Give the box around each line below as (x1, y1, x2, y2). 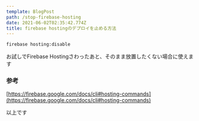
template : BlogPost (6, 8, 55, 15)
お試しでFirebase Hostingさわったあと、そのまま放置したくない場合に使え (6, 53, 189, 60)
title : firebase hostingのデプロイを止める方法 (6, 25, 117, 31)
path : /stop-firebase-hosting (6, 14, 82, 20)
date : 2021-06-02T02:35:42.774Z (6, 20, 86, 26)
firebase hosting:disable (6, 42, 70, 47)
